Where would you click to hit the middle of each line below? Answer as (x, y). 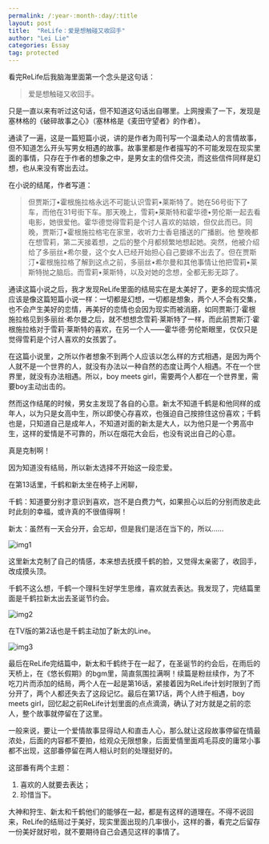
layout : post (30, 23)
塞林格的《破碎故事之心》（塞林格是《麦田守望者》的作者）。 (106, 121)
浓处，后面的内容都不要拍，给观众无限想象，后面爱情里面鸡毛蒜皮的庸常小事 (134, 741)
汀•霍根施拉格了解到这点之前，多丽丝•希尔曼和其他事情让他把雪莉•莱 (143, 262)
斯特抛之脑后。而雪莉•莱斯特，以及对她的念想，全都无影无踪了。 (135, 272)
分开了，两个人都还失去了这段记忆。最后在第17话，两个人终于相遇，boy (127, 693)
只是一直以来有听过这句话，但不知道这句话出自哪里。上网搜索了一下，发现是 (134, 111)
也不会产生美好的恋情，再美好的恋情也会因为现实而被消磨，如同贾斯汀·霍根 (132, 309)
